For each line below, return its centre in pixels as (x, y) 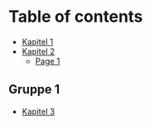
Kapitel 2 (38, 51)
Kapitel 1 (37, 42)
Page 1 (47, 61)
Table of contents (76, 17)
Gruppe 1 (34, 89)
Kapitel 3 (38, 111)
